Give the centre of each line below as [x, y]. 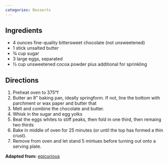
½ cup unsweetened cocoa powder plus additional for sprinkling [80, 64]
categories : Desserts [28, 10]
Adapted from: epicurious [32, 156]
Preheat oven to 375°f [36, 92]
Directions [22, 80]
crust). [20, 136]
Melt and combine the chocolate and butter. [58, 109]
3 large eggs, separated [38, 59]
